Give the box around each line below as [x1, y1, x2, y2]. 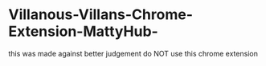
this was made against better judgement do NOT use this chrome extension [8, 49, 259, 58]
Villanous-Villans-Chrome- [8, 6, 193, 24]
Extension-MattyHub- [8, 22, 158, 41]
